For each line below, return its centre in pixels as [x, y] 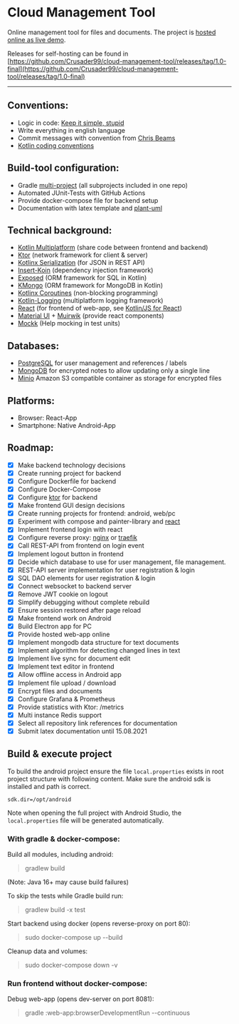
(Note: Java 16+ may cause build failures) [68, 882]
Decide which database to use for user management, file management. [122, 562]
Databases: [33, 346]
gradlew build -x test [55, 910]
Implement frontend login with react [70, 530]
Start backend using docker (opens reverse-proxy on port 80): [99, 924]
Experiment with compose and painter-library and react [99, 521]
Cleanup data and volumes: [47, 951]
